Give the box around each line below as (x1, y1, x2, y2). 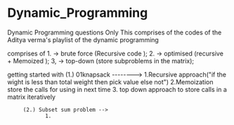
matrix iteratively (7, 93, 56, 101)
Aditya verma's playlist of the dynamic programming (7, 35, 160, 44)
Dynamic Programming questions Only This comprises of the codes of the (7, 28, 222, 37)
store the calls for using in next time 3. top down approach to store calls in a (7, 85, 227, 93)
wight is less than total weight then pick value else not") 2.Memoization (7, 77, 214, 86)
